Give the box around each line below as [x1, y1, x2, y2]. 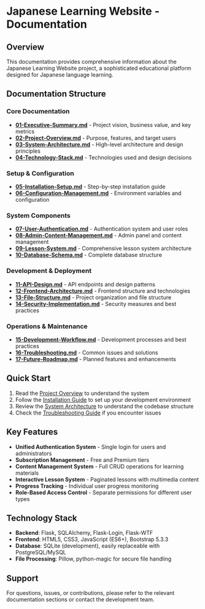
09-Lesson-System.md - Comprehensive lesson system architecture [15, 245, 192, 252]
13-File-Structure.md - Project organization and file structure [15, 293, 172, 301]
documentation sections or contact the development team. [6, 596, 155, 603]
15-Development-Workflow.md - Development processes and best [15, 335, 187, 343]
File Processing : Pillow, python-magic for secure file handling [15, 555, 172, 562]
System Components [6, 211, 71, 220]
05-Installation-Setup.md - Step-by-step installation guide [15, 183, 166, 190]
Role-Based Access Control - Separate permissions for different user [15, 489, 192, 496]
